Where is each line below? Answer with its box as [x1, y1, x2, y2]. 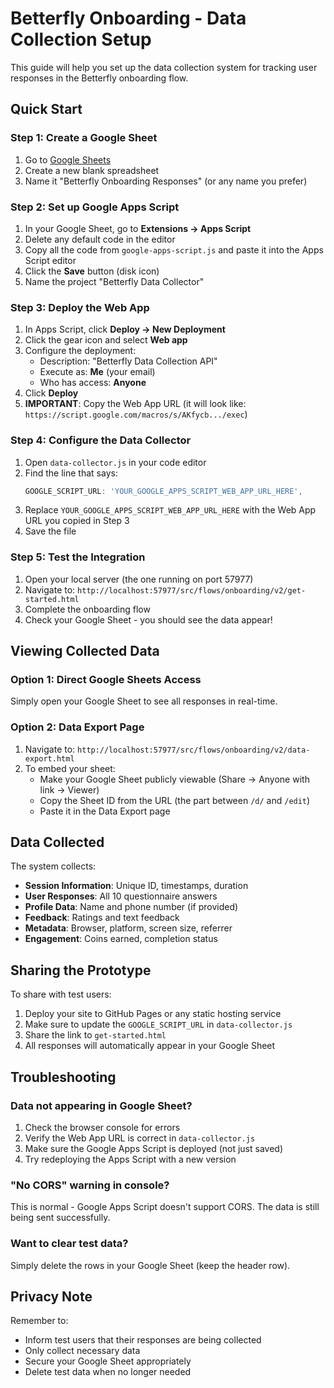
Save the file [24, 525, 77, 537]
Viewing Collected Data [10, 643, 160, 660]
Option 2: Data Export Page [10, 720, 145, 734]
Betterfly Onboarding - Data [10, 7, 247, 30]
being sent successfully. [10, 1212, 111, 1224]
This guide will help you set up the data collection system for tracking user [10, 61, 318, 73]
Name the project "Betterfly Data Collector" [24, 275, 205, 287]
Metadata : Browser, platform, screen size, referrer [24, 922, 233, 934]
